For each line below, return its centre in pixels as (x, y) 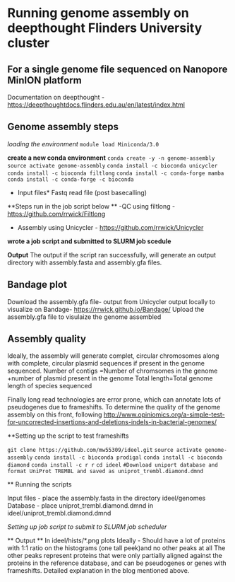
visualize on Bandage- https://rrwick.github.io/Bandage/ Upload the (106, 309)
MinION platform (45, 80)
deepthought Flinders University (105, 28)
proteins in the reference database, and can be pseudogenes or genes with (117, 563)
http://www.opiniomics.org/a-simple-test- (164, 414)
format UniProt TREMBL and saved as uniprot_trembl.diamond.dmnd (105, 472)
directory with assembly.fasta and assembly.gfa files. (85, 262)
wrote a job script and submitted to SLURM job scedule (89, 241)
